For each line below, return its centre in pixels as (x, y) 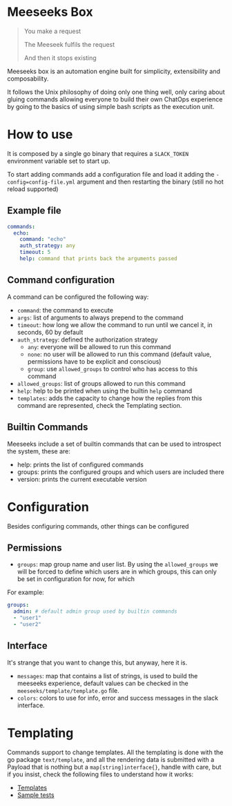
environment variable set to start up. (59, 161)
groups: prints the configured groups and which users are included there (120, 472)
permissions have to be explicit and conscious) (94, 361)
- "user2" (27, 624)
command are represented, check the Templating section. (99, 405)
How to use (40, 135)
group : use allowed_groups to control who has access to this (113, 368)
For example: (26, 592)
